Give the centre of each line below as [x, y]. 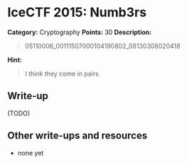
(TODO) [19, 113]
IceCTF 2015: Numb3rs [77, 12]
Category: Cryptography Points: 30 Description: [80, 32]
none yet [31, 153]
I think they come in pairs [62, 73]
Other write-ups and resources [78, 136]
